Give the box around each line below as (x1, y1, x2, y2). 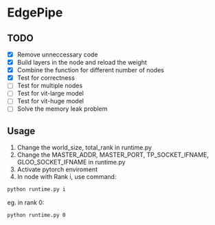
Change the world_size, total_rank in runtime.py (16, 143, 152, 152)
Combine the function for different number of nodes (16, 66, 165, 74)
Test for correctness (16, 74, 76, 82)
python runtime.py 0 (7, 212, 67, 219)
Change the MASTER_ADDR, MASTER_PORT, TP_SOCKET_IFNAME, (16, 151, 210, 159)
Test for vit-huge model (16, 97, 84, 105)
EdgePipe (7, 5, 63, 21)
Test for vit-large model (16, 89, 84, 98)
